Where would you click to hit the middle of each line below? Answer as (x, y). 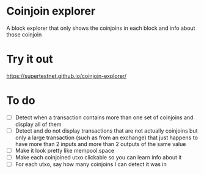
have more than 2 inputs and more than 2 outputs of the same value (100, 144)
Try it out (30, 59)
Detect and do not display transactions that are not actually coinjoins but (106, 130)
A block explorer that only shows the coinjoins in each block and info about (101, 28)
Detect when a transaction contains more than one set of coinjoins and (104, 117)
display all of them (38, 124)
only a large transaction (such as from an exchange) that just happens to (107, 137)
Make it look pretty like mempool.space (65, 150)
